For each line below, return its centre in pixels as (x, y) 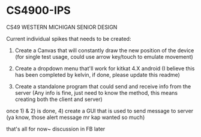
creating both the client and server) (59, 99)
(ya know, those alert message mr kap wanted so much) (76, 117)
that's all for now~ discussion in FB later (56, 129)
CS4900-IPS (38, 11)
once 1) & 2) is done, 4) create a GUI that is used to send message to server (100, 111)
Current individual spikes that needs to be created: (69, 38)
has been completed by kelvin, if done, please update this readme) (97, 75)
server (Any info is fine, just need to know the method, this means (96, 93)
